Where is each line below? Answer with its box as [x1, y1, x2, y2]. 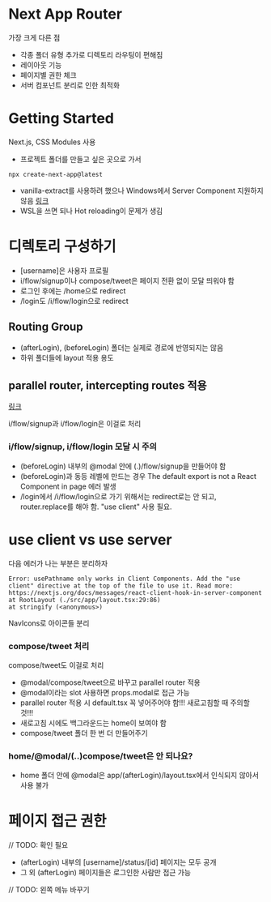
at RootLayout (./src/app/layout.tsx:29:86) [8, 596, 161, 604]
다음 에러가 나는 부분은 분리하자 [8, 558, 108, 568]
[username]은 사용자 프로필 [19, 265, 109, 276]
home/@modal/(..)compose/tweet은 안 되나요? [8, 750, 193, 762]
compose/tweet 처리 [8, 640, 90, 652]
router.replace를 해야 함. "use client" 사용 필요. [19, 502, 172, 511]
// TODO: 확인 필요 [8, 840, 69, 850]
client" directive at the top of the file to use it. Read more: [8, 581, 233, 590]
